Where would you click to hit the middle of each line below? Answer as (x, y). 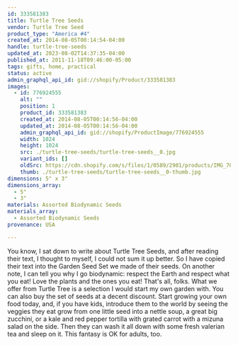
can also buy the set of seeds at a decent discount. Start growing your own (117, 296)
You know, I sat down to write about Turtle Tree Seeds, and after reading (113, 251)
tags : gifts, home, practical (52, 67)
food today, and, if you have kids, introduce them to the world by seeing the (118, 304)
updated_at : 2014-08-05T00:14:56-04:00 (79, 126)
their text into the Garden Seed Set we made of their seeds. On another (111, 266)
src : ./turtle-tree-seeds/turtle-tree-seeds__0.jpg (98, 152)
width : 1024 (38, 139)
